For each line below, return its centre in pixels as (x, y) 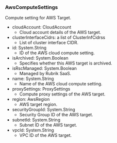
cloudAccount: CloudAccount (42, 27)
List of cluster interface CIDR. (49, 43)
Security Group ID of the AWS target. (56, 115)
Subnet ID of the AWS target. (48, 125)
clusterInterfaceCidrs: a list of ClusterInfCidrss (58, 37)
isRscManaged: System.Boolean (44, 68)
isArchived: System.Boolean (40, 58)
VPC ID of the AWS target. (45, 135)
